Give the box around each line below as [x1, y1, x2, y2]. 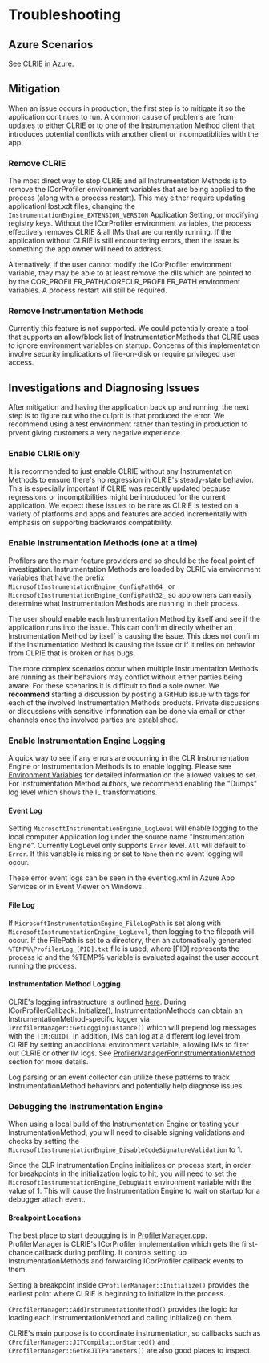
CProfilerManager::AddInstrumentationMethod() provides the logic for [8, 1304, 239, 1314]
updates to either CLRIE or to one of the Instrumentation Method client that [8, 120, 255, 130]
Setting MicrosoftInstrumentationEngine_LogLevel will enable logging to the [8, 823, 259, 833]
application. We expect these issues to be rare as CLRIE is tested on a [8, 500, 239, 510]
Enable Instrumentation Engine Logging [8, 735, 166, 746]
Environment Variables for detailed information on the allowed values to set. [8, 770, 258, 780]
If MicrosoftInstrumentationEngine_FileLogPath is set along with [8, 918, 222, 928]
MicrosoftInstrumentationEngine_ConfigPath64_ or [8, 581, 175, 591]
